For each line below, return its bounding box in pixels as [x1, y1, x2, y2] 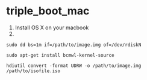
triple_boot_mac [6, 4, 90, 18]
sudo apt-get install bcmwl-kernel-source [6, 52, 114, 58]
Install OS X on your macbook [14, 24, 89, 31]
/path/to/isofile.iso [6, 67, 61, 74]
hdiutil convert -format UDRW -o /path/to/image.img [6, 63, 142, 69]
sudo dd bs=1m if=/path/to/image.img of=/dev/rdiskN [6, 42, 142, 48]
